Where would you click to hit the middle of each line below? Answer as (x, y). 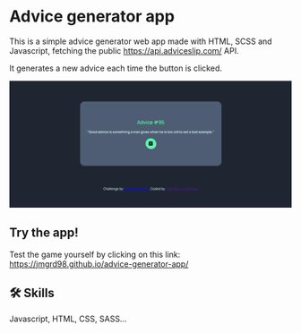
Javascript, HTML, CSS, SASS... (68, 319)
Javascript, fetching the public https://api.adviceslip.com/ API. (124, 50)
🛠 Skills (32, 293)
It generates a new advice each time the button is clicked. (116, 68)
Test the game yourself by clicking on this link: (95, 254)
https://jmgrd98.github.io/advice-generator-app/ (99, 264)
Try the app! (44, 233)
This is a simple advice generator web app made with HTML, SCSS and (141, 41)
